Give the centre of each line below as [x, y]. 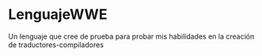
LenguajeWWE [58, 15]
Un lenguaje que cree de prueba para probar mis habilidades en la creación [131, 36]
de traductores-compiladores [56, 44]
